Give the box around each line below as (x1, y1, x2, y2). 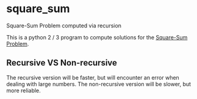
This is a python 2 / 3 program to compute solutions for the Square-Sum (6, 33, 188, 41)
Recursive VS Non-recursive (6, 58, 118, 68)
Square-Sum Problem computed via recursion (6, 22, 122, 29)
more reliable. (6, 87, 41, 94)
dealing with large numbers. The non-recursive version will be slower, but (6, 80, 191, 87)
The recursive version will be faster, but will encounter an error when (6, 73, 180, 81)
